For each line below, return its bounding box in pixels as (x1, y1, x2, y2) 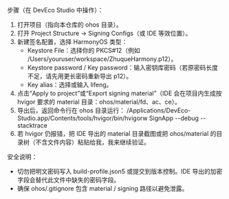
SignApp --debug (149, 114, 199, 122)
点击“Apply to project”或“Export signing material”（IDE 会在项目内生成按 (17, 89, 222, 97)
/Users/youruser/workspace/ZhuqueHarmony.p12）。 (27, 55, 177, 63)
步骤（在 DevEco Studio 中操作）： (7, 6, 104, 14)
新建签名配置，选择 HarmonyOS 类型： (17, 38, 128, 46)
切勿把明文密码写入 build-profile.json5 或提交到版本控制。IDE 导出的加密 (17, 167, 223, 175)
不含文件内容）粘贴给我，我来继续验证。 (35, 138, 150, 146)
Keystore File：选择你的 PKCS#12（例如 (27, 47, 140, 54)
